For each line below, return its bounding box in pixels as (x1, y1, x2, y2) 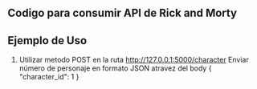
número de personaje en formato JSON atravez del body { (18, 63, 212, 73)
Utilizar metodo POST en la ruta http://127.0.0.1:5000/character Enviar (18, 55, 250, 65)
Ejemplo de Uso (7, 34, 88, 47)
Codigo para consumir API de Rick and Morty (7, 6, 238, 20)
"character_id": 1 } (18, 72, 80, 82)
